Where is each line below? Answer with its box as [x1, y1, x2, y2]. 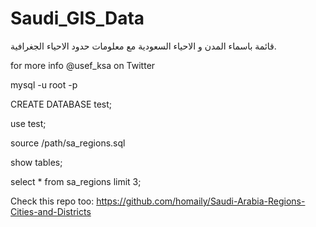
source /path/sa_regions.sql [10, 137, 126, 149]
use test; [10, 117, 47, 129]
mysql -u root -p [10, 78, 78, 91]
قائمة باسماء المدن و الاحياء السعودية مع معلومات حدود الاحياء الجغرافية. [10, 40, 277, 52]
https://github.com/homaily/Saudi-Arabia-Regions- [96, 195, 306, 207]
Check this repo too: [10, 195, 95, 207]
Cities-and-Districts [10, 205, 92, 217]
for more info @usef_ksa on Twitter [10, 59, 156, 71]
